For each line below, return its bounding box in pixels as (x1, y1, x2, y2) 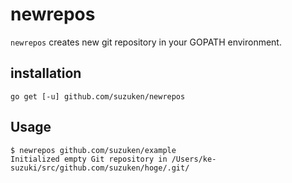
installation (10, 65, 82, 82)
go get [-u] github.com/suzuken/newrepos (10, 91, 186, 102)
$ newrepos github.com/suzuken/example (10, 145, 177, 155)
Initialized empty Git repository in (10, 154, 168, 164)
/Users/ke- (171, 154, 217, 164)
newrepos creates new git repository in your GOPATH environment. (10, 36, 282, 48)
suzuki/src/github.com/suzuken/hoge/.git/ (10, 163, 190, 173)
